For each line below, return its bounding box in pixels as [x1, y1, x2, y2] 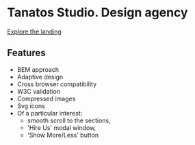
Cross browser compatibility [16, 80, 97, 88]
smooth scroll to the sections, [27, 116, 111, 124]
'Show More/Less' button [27, 131, 99, 139]
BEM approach [16, 65, 60, 73]
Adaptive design [16, 72, 64, 81]
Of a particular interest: [16, 109, 83, 117]
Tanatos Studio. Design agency [7, 5, 188, 21]
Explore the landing [7, 27, 62, 36]
